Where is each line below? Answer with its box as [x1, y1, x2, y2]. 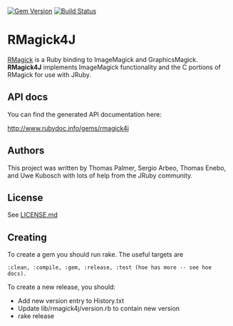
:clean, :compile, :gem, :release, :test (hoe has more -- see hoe [7, 264, 212, 271]
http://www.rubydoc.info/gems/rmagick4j [7, 123, 130, 132]
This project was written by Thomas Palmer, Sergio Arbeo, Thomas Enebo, [7, 163, 227, 172]
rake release [17, 312, 55, 320]
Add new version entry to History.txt [17, 297, 125, 305]
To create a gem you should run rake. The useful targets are [7, 250, 184, 259]
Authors [7, 145, 45, 157]
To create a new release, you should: [7, 282, 116, 292]
